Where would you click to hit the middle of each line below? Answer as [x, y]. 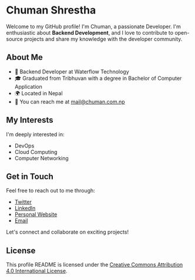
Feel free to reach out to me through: [51, 191]
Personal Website [36, 214]
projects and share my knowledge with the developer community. [103, 39]
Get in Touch [30, 176]
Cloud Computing [36, 152]
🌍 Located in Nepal [38, 93]
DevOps [24, 146]
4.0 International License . [37, 271]
